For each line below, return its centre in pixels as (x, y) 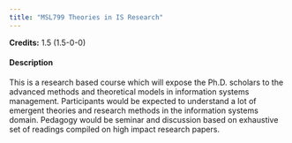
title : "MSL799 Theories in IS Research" (86, 17)
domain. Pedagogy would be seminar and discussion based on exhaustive (144, 119)
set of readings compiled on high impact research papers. (115, 129)
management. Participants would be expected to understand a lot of (133, 101)
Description (31, 63)
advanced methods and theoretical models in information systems (129, 91)
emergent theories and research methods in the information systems (134, 110)
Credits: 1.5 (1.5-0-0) (48, 42)
